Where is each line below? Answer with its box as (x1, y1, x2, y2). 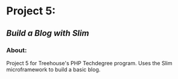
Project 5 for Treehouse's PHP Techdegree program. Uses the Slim (6, 59, 173, 66)
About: (6, 46, 27, 54)
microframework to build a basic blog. (6, 66, 101, 73)
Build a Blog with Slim (6, 28, 89, 38)
